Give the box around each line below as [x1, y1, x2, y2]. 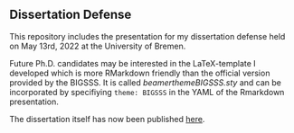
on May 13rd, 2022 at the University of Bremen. [9, 40, 186, 51]
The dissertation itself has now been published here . [9, 113, 205, 124]
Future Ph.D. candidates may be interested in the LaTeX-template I [9, 58, 256, 68]
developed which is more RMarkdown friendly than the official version [9, 67, 270, 78]
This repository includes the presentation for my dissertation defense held [9, 31, 286, 41]
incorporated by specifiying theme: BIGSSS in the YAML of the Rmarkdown [9, 86, 285, 97]
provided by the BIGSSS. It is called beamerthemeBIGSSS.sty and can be [9, 76, 282, 88]
